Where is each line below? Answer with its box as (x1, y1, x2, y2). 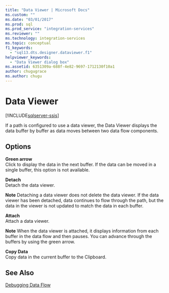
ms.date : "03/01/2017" (5, 17, 53, 22)
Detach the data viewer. (5, 182, 55, 188)
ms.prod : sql (5, 21, 33, 27)
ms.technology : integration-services (5, 36, 86, 41)
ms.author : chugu (5, 74, 42, 79)
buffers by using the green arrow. (5, 239, 75, 245)
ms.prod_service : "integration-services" (5, 26, 95, 32)
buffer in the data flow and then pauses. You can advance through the (5, 233, 152, 239)
